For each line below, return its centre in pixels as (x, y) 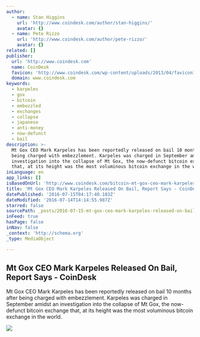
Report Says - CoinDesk (51, 277)
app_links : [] (24, 178)
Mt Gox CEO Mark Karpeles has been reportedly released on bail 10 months (99, 292)
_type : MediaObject (30, 239)
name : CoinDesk (30, 67)
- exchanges (26, 111)
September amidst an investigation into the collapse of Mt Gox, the (88, 304)
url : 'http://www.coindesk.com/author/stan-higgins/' (85, 23)
